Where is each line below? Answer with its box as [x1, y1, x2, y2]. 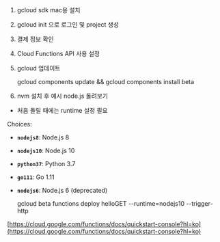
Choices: [7, 120, 32, 128]
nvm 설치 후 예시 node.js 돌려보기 [16, 92, 108, 100]
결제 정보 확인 [16, 35, 54, 43]
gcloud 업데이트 [16, 64, 61, 72]
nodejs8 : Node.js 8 [16, 133, 70, 142]
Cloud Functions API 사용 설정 [16, 50, 100, 57]
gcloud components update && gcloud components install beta [16, 78, 195, 85]
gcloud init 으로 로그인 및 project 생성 [16, 21, 120, 29]
